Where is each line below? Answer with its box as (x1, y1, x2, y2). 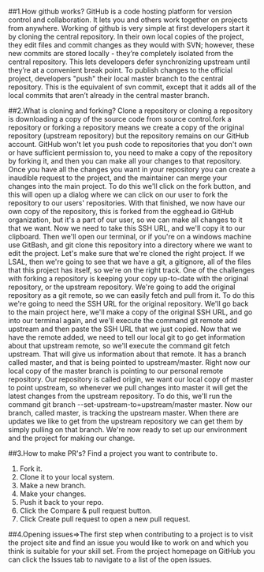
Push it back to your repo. (19, 498, 104, 506)
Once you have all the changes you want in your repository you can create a (8, 165, 256, 174)
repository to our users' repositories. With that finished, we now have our (8, 198, 246, 208)
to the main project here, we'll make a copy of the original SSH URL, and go (8, 307, 253, 317)
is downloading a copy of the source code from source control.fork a (8, 115, 232, 123)
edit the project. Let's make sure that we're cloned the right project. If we (8, 249, 246, 258)
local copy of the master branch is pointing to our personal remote (8, 367, 224, 375)
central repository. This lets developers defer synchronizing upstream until (8, 57, 251, 66)
